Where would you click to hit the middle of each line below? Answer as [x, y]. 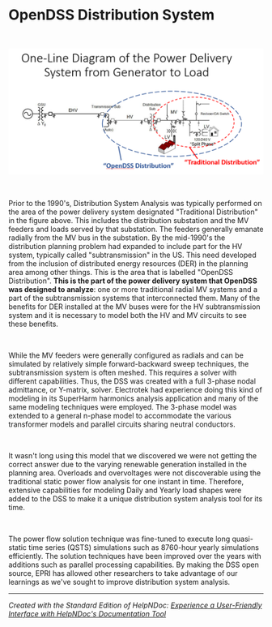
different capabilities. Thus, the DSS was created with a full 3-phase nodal [132, 381]
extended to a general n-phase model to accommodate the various [120, 416]
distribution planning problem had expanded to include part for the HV [125, 246]
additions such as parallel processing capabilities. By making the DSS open [134, 565]
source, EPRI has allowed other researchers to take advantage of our [123, 573]
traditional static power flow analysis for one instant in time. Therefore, [126, 481]
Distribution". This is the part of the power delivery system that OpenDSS [133, 281]
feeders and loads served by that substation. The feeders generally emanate [136, 229]
